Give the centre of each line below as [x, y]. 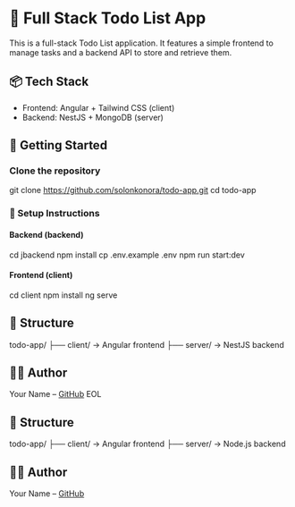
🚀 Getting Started [59, 145]
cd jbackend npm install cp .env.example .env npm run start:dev [127, 255]
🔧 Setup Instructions [55, 214]
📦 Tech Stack [49, 82]
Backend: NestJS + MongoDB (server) [93, 117]
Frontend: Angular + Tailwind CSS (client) [98, 107]
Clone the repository [55, 171]
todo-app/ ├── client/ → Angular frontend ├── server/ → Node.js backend [147, 444]
